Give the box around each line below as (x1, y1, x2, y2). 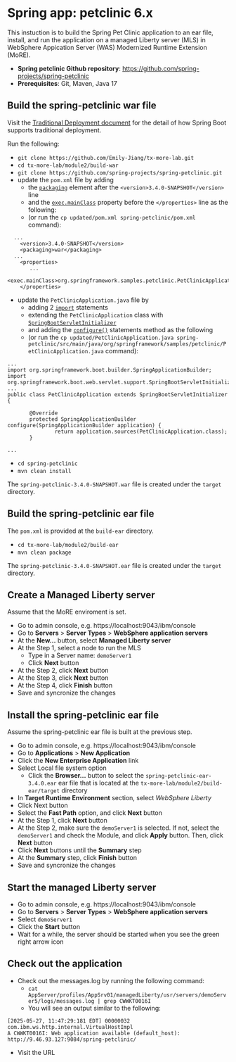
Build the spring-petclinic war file (7, 100, 157, 112)
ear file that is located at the (58, 779, 139, 788)
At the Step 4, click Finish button (17, 681, 113, 690)
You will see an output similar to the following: (27, 1004, 161, 1012)
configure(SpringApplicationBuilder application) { (7, 422, 162, 429)
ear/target (27, 788, 60, 795)
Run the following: (7, 139, 60, 148)
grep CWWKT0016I (103, 997, 151, 1004)
